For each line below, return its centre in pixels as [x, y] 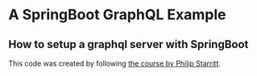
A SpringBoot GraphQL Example [118, 15]
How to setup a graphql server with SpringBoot [128, 44]
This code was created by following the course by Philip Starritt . [115, 63]
